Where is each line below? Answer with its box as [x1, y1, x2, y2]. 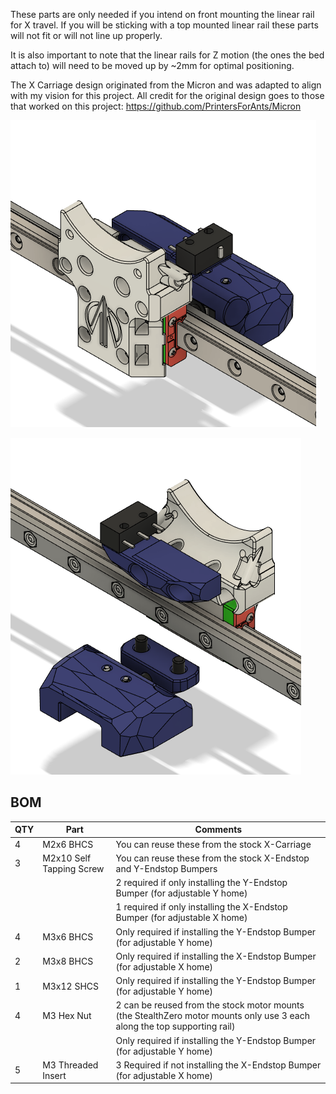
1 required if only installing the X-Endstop [115, 901, 288, 913]
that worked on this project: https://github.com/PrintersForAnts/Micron [10, 100, 302, 112]
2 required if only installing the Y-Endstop [115, 877, 288, 889]
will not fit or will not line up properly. [10, 30, 163, 41]
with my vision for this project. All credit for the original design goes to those [10, 90, 325, 101]
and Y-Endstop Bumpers [115, 862, 218, 874]
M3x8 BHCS [42, 955, 94, 968]
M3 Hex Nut [42, 1010, 92, 1022]
